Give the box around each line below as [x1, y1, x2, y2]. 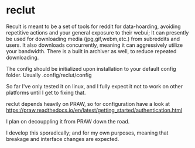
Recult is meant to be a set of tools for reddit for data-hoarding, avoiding [6, 23, 181, 30]
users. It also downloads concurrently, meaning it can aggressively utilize [6, 42, 183, 49]
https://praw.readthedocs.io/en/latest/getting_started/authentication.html [6, 106, 183, 113]
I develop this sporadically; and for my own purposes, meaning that [6, 129, 169, 136]
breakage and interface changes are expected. [6, 135, 119, 142]
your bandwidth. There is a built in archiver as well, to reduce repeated [6, 47, 177, 54]
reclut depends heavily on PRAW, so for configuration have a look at [6, 100, 170, 107]
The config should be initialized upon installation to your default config [6, 65, 177, 72]
